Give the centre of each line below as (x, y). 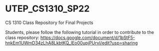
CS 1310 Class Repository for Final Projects (49, 22)
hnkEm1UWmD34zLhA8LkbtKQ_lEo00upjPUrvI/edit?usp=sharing (72, 42)
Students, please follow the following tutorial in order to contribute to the (80, 32)
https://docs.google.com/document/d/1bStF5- (88, 37)
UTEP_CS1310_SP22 (47, 9)
